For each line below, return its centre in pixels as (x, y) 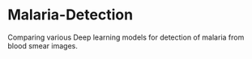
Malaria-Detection (70, 15)
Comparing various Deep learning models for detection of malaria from (126, 37)
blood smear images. (43, 45)
